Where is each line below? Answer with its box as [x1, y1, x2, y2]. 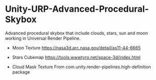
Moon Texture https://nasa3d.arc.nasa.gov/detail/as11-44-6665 [12, 45, 141, 51]
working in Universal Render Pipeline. [5, 35, 81, 41]
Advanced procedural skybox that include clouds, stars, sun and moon [5, 30, 148, 36]
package [12, 69, 30, 75]
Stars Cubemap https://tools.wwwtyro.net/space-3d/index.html [12, 54, 141, 60]
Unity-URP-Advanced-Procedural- [5, 3, 149, 15]
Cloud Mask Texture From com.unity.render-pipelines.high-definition [12, 64, 151, 70]
